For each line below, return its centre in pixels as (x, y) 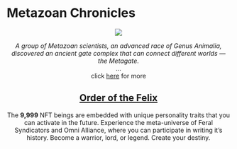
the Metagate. (118, 61)
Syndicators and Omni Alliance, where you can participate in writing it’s (118, 130)
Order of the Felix (118, 98)
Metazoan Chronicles (71, 13)
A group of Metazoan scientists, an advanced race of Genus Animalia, (118, 46)
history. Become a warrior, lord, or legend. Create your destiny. (118, 137)
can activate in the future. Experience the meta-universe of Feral (118, 122)
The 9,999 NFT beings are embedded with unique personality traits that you (118, 115)
